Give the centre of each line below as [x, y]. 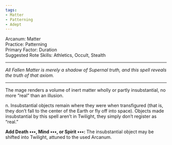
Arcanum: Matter [23, 39]
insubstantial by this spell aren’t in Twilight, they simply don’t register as [81, 116]
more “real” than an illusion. [35, 96]
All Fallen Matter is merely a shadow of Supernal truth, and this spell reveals [86, 70]
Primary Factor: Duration [31, 50]
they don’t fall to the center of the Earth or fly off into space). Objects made [85, 111]
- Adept [14, 24]
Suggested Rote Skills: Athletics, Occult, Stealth [56, 55]
